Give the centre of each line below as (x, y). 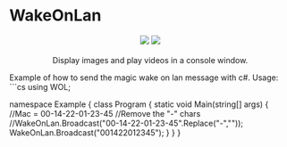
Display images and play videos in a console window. (150, 60)
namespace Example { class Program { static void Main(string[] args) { (139, 104)
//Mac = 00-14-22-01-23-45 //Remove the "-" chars (105, 113)
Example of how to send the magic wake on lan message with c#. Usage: (144, 78)
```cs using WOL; (40, 86)
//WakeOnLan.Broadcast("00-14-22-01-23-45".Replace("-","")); (127, 123)
